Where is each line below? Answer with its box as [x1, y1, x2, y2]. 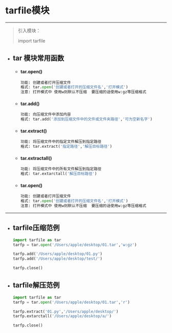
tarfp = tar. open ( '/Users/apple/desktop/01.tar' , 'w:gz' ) [12, 242, 137, 247]
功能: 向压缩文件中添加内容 [20, 112, 71, 117]
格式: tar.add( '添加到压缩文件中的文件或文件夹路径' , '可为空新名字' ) [20, 116, 153, 122]
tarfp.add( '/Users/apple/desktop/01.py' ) [12, 251, 103, 257]
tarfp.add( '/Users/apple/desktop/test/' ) [12, 256, 103, 262]
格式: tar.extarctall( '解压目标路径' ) [20, 171, 97, 177]
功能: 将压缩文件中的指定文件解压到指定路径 [20, 139, 101, 144]
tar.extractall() [20, 155, 52, 161]
